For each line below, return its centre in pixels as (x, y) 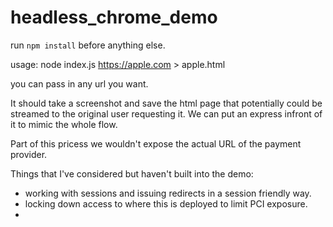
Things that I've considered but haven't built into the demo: (132, 173)
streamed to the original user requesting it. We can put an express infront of (166, 113)
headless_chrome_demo (114, 17)
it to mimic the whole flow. (64, 124)
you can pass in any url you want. (79, 83)
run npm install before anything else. (88, 45)
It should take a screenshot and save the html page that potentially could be (166, 103)
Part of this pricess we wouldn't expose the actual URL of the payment (156, 143)
